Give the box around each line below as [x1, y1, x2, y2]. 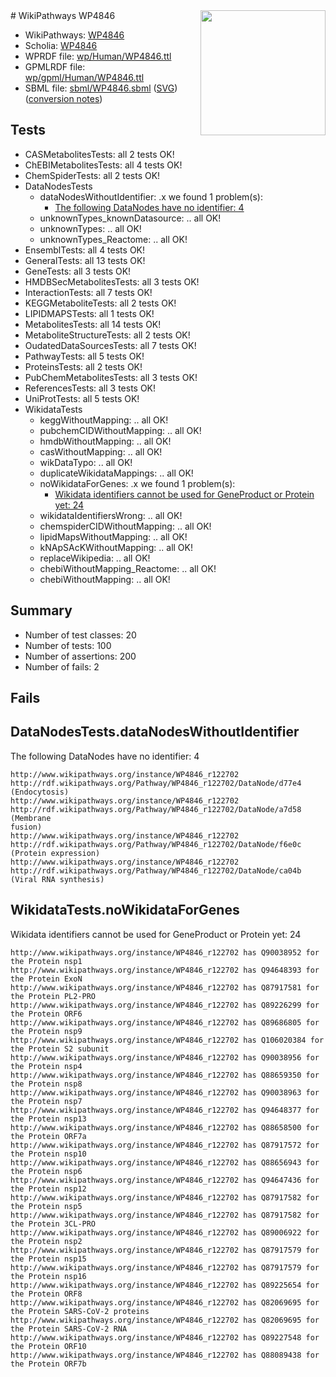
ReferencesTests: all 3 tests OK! [24, 382, 157, 394]
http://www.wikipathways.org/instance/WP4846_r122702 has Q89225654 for [10, 1280, 320, 1290]
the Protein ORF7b [10, 1359, 87, 1369]
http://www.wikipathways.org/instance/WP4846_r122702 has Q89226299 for [10, 1000, 320, 1010]
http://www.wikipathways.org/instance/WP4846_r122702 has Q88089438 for [10, 1350, 320, 1360]
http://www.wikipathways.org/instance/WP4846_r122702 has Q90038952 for [10, 947, 320, 958]
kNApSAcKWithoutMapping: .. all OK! [39, 541, 193, 553]
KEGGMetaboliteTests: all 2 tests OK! [24, 297, 177, 309]
